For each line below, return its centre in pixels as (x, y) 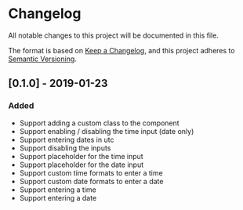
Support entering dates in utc (67, 139)
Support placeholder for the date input (81, 165)
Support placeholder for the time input (81, 156)
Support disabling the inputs (65, 148)
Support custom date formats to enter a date (91, 181)
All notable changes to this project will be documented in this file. (114, 35)
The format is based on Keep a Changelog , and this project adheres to (121, 50)
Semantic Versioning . (42, 59)
